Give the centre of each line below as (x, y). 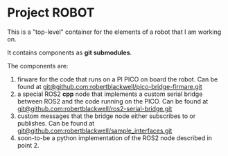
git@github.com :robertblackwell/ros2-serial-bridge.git (95, 108)
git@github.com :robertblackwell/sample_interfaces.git (95, 130)
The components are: (38, 66)
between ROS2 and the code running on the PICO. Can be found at (113, 101)
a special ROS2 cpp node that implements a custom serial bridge (110, 94)
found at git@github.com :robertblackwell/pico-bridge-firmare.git (109, 86)
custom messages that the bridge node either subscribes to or (106, 116)
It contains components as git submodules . (70, 52)
